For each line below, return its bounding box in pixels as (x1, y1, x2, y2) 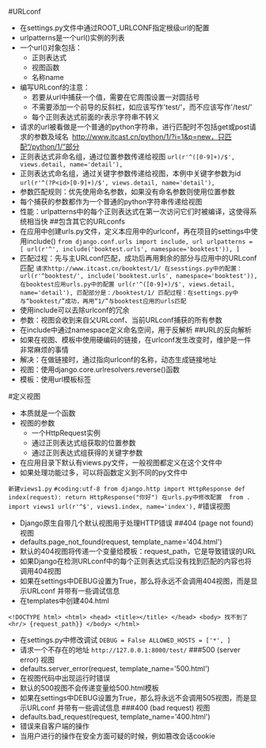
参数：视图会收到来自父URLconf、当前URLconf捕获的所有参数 (19, 315, 223, 324)
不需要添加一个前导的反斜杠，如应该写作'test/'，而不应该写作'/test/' (31, 102, 253, 112)
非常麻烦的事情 (19, 345, 69, 354)
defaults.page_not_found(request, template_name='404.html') (19, 537, 223, 546)
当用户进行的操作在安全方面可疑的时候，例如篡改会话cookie (19, 731, 215, 740)
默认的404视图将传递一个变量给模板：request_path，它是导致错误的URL (19, 547, 256, 555)
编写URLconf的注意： (19, 82, 90, 92)
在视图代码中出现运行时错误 (19, 674, 111, 682)
